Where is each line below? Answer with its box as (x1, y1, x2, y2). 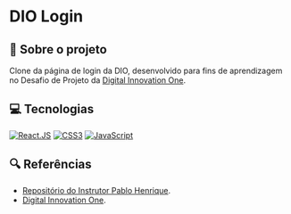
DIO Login (9, 6, 84, 27)
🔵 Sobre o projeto (9, 42, 107, 57)
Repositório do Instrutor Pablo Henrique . (21, 185, 171, 195)
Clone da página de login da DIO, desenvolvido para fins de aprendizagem (9, 65, 283, 76)
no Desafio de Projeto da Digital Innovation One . (9, 75, 186, 86)
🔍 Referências (9, 157, 92, 172)
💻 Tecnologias (9, 102, 95, 117)
